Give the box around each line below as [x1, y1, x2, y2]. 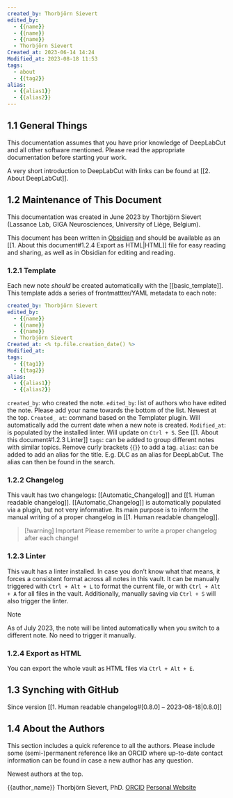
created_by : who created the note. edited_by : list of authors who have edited [7, 399, 227, 407]
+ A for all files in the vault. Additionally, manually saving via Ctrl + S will [7, 589, 216, 598]
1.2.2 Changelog [7, 475, 64, 485]
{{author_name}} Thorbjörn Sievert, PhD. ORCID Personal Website [7, 783, 197, 791]
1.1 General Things [7, 120, 88, 132]
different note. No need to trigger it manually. [7, 630, 137, 640]
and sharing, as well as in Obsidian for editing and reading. [7, 248, 175, 256]
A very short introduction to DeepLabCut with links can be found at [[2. [7, 166, 211, 174]
